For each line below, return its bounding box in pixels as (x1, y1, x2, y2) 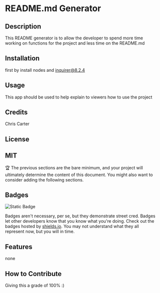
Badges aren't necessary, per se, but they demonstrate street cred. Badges (5, 213, 156, 219)
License (5, 135, 30, 143)
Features (5, 243, 32, 251)
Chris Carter (5, 121, 30, 127)
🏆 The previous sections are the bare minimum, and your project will (5, 164, 143, 170)
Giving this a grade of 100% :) (5, 282, 64, 289)
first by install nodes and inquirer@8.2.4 (5, 67, 85, 73)
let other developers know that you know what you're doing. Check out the (5, 218, 154, 224)
